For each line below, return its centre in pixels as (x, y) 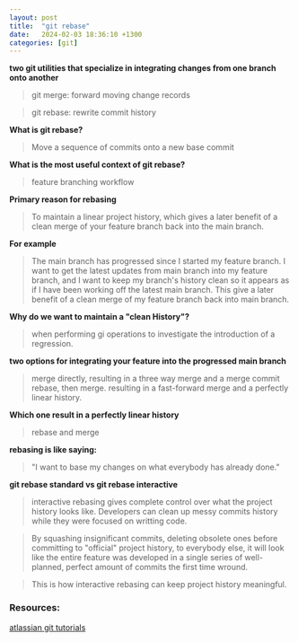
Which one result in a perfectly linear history (94, 415)
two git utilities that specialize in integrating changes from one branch (143, 68)
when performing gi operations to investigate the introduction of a (153, 334)
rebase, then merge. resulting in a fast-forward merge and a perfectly (160, 388)
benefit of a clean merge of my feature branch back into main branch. (160, 299)
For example (33, 244)
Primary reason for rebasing (63, 199)
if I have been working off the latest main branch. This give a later (153, 290)
